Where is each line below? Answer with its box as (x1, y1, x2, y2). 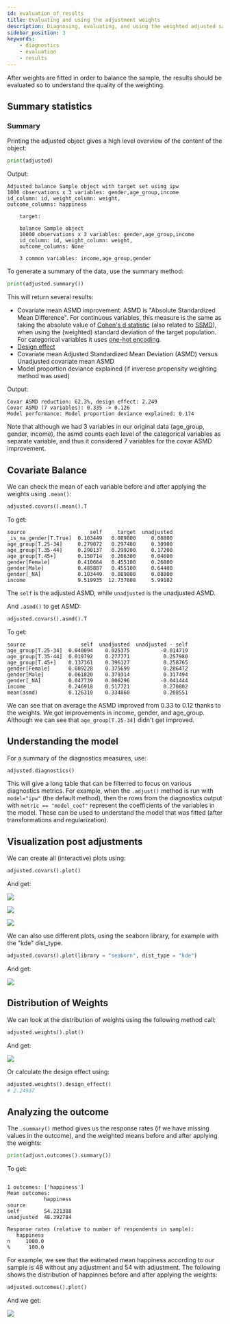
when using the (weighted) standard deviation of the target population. (16, 328, 217, 336)
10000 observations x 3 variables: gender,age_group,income (19, 231, 194, 238)
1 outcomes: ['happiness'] (7, 1184, 84, 1191)
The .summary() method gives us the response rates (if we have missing (7, 1124, 210, 1133)
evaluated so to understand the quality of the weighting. (7, 80, 165, 89)
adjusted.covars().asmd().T (7, 615, 88, 622)
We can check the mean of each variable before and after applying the (7, 483, 207, 491)
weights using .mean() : (7, 490, 72, 498)
